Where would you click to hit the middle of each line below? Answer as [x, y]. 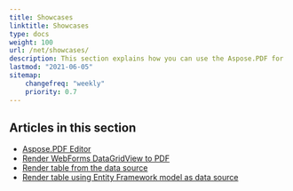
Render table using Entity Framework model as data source [130, 178]
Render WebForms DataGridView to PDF [96, 159]
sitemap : [25, 76]
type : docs [29, 34]
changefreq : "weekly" [65, 84]
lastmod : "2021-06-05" [51, 68]
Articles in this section [73, 127]
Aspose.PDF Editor [56, 149]
